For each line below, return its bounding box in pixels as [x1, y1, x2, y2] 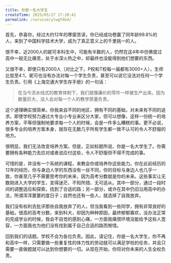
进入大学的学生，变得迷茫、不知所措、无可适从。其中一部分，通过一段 [14, 180, 161, 186]
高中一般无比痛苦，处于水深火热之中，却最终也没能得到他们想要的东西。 [5, 55, 157, 61]
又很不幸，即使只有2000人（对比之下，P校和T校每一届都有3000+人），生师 [5, 66, 164, 72]
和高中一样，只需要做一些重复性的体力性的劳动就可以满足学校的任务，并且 [5, 240, 161, 246]
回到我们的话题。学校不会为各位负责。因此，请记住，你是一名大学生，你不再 [5, 233, 166, 240]
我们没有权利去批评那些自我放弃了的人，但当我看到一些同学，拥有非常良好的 [5, 203, 166, 209]
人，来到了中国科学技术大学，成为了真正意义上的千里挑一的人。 [5, 38, 139, 44]
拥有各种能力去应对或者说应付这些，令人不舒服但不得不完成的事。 [9, 150, 148, 156]
